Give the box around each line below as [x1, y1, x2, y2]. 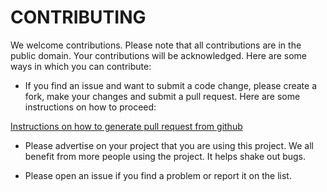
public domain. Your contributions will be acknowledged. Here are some [10, 49, 308, 61]
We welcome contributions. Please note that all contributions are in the [10, 39, 302, 51]
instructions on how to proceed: [24, 101, 157, 113]
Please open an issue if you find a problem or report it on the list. [24, 169, 292, 181]
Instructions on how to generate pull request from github [10, 120, 243, 132]
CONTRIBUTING [10, 6, 147, 29]
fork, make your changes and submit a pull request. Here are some [24, 90, 301, 102]
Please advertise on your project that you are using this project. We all [24, 139, 314, 151]
